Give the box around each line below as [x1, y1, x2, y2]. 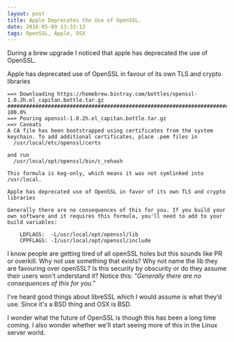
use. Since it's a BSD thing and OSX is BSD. [7, 300, 132, 308]
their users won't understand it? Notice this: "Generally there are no [7, 272, 202, 280]
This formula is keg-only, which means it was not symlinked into [7, 170, 204, 177]
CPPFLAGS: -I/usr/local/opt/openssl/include [19, 237, 151, 244]
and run [7, 151, 30, 159]
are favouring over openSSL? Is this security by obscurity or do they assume [7, 265, 227, 273]
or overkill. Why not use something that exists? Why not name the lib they [7, 257, 218, 265]
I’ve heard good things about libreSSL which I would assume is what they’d [7, 292, 222, 301]
